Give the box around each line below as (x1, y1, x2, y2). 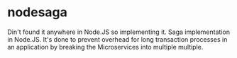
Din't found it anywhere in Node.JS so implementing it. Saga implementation (7, 28, 231, 36)
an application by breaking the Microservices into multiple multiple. (7, 42, 204, 51)
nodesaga (7, 4, 67, 21)
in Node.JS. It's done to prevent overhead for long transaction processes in (7, 35, 228, 43)
